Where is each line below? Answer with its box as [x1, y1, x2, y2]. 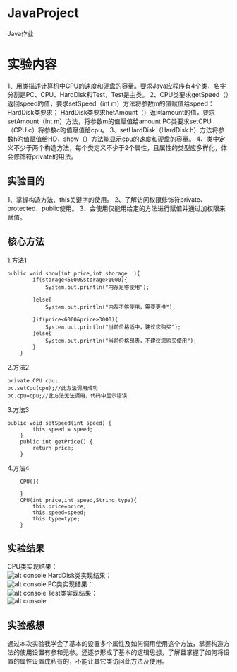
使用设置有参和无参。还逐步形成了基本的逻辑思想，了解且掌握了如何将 [19, 648, 224, 656]
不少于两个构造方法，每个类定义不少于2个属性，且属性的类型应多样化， [13, 143, 221, 152]
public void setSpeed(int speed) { [7, 419, 112, 426]
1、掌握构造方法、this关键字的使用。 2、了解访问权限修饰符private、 [7, 195, 207, 203]
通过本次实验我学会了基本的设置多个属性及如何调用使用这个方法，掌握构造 [7, 639, 224, 648]
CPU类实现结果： [7, 562, 58, 571]
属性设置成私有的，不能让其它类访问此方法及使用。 [19, 657, 168, 666]
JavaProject [7, 5, 79, 21]
